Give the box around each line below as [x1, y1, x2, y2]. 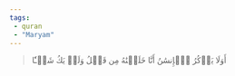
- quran [13, 22, 43, 31]
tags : [9, 13, 30, 23]
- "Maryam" [13, 30, 54, 39]
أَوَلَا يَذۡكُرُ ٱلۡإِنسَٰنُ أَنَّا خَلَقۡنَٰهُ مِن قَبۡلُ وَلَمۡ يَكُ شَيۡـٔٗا [31, 55, 227, 66]
